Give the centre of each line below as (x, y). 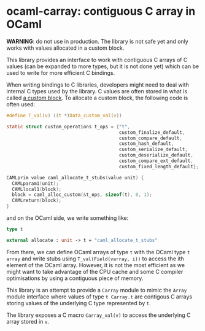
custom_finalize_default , (152, 132)
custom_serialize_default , (153, 150)
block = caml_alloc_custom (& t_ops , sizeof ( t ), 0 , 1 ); (82, 195)
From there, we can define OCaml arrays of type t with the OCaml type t (98, 252)
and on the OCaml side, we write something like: (68, 218)
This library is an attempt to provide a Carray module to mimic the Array (97, 290)
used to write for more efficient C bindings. (61, 72)
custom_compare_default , (151, 138)
